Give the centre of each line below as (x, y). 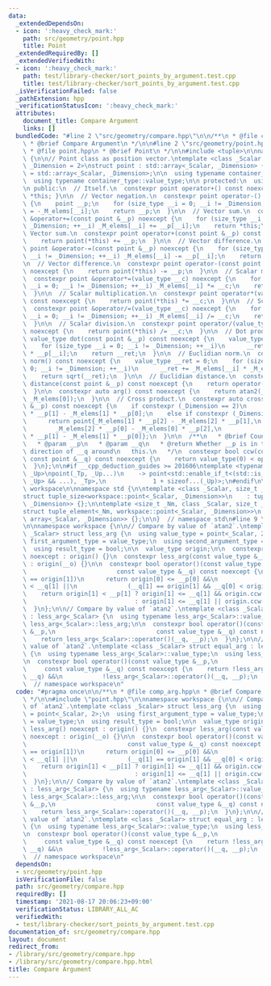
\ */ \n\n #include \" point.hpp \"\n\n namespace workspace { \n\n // (133, 699)
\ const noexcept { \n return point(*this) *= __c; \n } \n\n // (138, 301)
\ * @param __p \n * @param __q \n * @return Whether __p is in (140, 444)
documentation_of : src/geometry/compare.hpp (84, 932)
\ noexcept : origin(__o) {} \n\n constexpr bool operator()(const (138, 736)
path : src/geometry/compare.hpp (70, 887)
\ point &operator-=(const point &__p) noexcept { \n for (126, 249)
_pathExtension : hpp (50, 99)
